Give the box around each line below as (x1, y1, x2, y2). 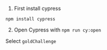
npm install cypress (5, 16, 56, 22)
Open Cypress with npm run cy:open (13, 26, 102, 33)
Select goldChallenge (5, 38, 57, 44)
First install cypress (13, 5, 61, 12)
